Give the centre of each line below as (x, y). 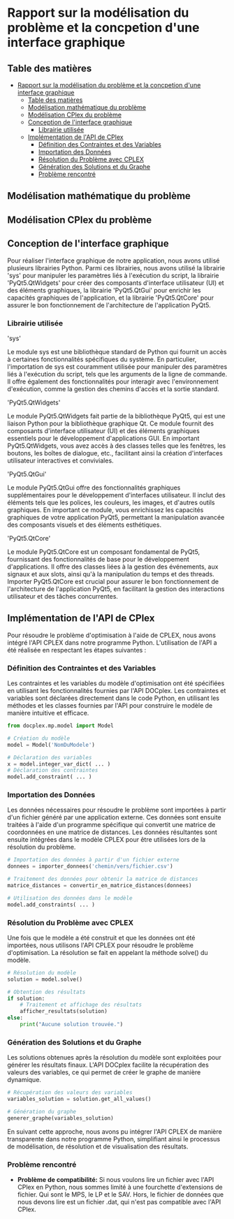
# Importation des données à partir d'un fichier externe (93, 860)
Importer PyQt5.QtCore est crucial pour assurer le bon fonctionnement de (113, 581)
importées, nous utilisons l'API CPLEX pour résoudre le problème (101, 945)
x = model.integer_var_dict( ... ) (59, 764)
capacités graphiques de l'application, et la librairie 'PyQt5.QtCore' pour (111, 298)
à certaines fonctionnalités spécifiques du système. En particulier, (102, 359)
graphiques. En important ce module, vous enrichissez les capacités (105, 510)
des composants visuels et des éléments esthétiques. (85, 525)
